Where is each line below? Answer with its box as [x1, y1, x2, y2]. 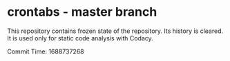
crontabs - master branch [7, 4, 157, 20]
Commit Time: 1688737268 [7, 47, 84, 56]
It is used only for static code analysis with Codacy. [7, 34, 153, 42]
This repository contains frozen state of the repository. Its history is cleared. [7, 27, 223, 35]
